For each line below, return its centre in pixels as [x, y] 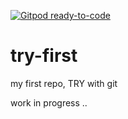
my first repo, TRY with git [64, 83]
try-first [44, 56]
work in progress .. [49, 102]
